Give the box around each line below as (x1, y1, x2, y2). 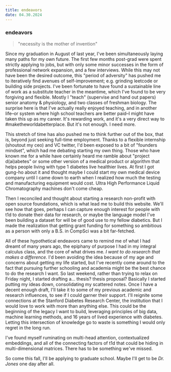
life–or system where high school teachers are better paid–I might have (5, 110, 155, 117)
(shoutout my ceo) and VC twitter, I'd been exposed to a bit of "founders (5, 142, 157, 148)
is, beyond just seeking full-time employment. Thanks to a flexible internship (5, 136, 166, 143)
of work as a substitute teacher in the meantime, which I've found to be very (5, 88, 166, 95)
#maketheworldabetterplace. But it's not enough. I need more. (5, 121, 136, 127)
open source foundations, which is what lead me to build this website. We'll (5, 200, 164, 207)
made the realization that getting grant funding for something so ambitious (5, 222, 162, 228)
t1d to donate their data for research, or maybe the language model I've (5, 212, 155, 218)
